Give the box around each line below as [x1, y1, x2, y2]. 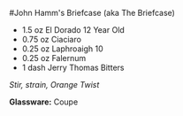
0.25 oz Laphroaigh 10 [21, 43, 103, 54]
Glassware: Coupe [9, 97, 79, 107]
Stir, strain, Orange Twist [9, 80, 100, 89]
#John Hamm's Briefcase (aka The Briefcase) [9, 8, 175, 18]
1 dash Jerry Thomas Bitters [21, 62, 125, 73]
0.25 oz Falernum [21, 53, 87, 63]
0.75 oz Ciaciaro [21, 35, 82, 44]
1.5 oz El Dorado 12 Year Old [21, 25, 126, 35]
